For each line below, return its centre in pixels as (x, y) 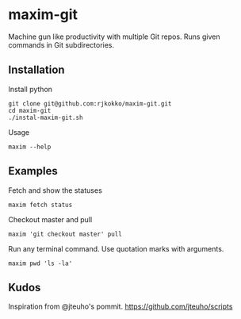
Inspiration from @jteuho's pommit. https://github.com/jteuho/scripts (120, 306)
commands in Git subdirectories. (61, 44)
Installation (36, 70)
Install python (31, 89)
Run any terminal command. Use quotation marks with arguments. (116, 248)
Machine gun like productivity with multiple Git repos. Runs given (114, 37)
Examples (33, 171)
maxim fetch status (40, 205)
